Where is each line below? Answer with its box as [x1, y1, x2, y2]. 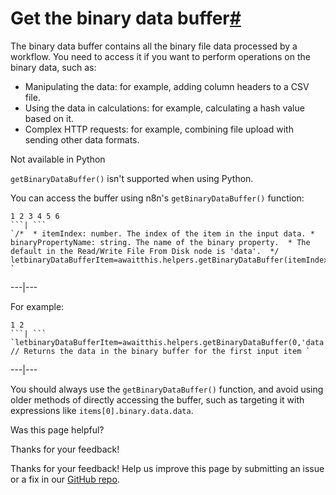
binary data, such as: [10, 61, 97, 73]
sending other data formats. [24, 133, 140, 146]
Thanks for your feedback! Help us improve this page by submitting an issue [10, 462, 325, 474]
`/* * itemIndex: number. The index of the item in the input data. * [10, 228, 315, 239]
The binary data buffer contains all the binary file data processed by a [10, 40, 298, 52]
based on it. [24, 112, 75, 124]
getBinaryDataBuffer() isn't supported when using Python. [10, 172, 254, 184]
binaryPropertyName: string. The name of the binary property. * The [10, 237, 311, 247]
